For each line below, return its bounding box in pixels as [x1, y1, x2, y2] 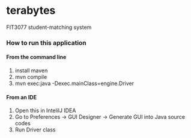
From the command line [6, 54, 67, 61]
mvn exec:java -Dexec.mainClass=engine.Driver [14, 80, 134, 87]
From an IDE [6, 93, 37, 101]
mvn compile [14, 74, 47, 81]
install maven [14, 67, 48, 74]
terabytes [6, 4, 56, 17]
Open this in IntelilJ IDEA [14, 107, 76, 114]
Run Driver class [14, 126, 56, 133]
